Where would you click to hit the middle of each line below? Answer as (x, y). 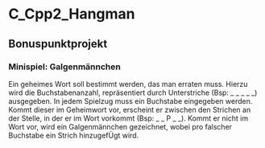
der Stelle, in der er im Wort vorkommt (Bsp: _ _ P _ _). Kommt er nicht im (128, 118)
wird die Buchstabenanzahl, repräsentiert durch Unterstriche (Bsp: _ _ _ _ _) (133, 92)
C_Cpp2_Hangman (72, 14)
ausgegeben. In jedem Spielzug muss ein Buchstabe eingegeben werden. (130, 101)
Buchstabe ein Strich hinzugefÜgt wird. (74, 135)
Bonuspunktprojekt (58, 44)
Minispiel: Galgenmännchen (64, 67)
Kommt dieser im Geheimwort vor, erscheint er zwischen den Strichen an (130, 109)
